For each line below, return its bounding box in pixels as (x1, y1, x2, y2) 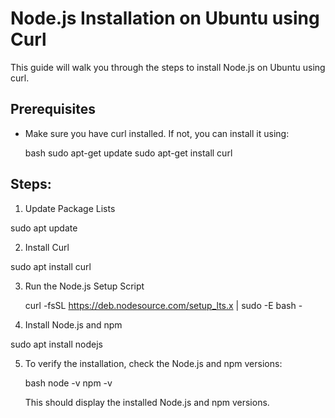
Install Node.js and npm (24, 318, 123, 331)
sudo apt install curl (10, 260, 92, 272)
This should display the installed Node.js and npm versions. (24, 396, 270, 408)
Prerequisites (10, 101, 96, 118)
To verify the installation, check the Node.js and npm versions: (24, 357, 283, 369)
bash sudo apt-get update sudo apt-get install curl (24, 147, 233, 159)
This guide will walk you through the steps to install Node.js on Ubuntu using (10, 61, 326, 73)
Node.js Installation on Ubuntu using (10, 7, 320, 30)
